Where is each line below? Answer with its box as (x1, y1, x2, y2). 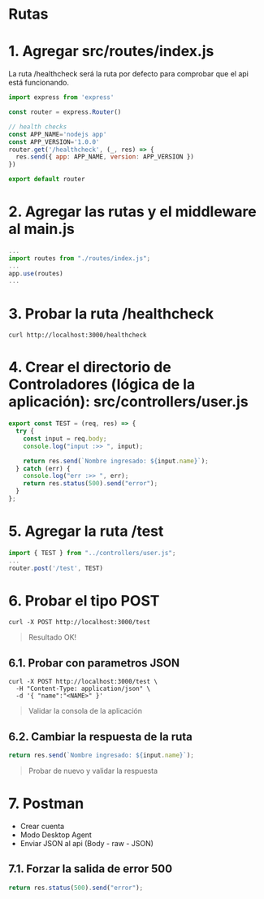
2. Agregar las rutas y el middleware (8, 202, 258, 221)
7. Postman (8, 794, 84, 813)
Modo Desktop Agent (19, 830, 92, 840)
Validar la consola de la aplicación (28, 706, 142, 716)
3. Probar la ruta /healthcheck (8, 304, 214, 323)
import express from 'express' (8, 93, 115, 102)
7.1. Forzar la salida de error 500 (8, 862, 173, 876)
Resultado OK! (28, 632, 77, 642)
